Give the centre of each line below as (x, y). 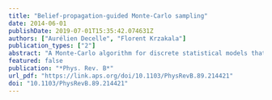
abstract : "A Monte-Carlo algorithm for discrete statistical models (128, 53)
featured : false (36, 61)
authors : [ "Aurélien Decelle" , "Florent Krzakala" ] (97, 38)
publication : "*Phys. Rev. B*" (61, 69)
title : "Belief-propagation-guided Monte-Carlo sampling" (108, 16)
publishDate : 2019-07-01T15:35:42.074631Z (81, 31)
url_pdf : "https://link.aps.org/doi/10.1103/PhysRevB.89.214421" (121, 76)
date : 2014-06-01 (38, 23)
